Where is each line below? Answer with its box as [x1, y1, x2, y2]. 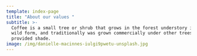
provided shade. [11, 36, 51, 41]
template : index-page [6, 8, 59, 15]
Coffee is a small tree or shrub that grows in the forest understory [11, 24, 188, 31]
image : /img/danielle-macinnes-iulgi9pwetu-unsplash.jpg [6, 41, 148, 47]
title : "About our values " [6, 14, 75, 20]
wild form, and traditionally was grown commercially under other [11, 30, 177, 36]
